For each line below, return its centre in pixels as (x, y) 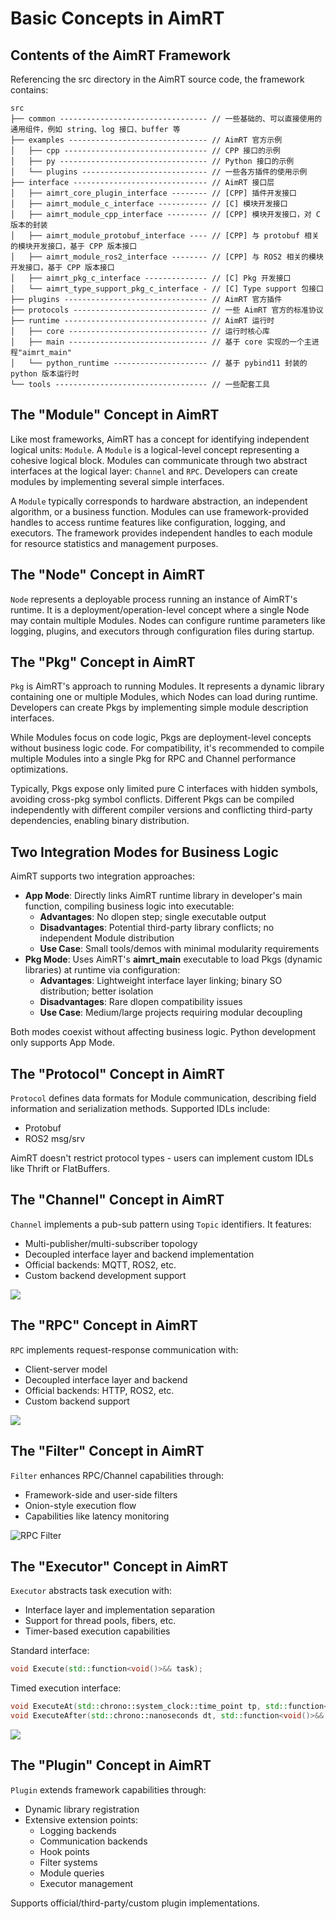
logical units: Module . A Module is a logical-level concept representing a (155, 449)
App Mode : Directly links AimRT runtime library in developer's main (163, 896)
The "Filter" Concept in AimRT (107, 1451)
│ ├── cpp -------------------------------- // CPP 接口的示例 (145, 151)
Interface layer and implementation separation (119, 1610)
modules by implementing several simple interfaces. (117, 481)
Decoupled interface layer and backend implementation (139, 1254)
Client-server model (66, 1369)
